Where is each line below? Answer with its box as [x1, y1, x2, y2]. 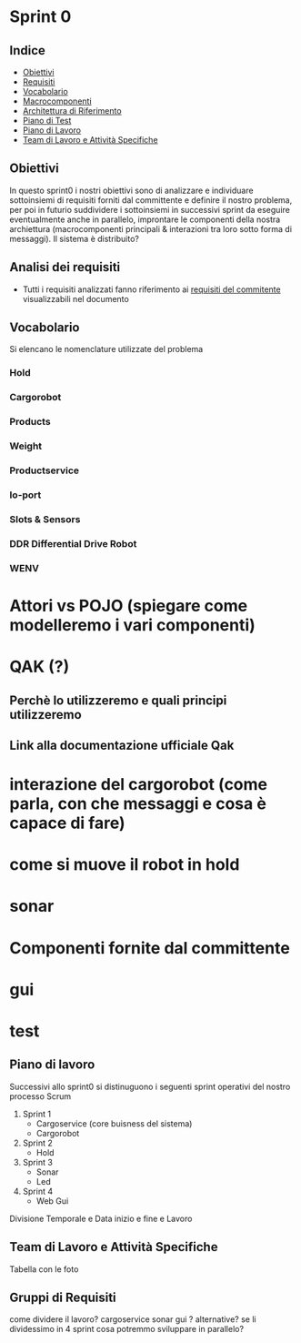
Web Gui [35, 1195, 69, 1207]
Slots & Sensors [9, 512, 81, 525]
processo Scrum [9, 1090, 72, 1102]
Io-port [9, 489, 42, 501]
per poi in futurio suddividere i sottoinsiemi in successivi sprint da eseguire [9, 204, 291, 215]
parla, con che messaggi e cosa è [9, 793, 266, 814]
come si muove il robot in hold [9, 854, 240, 875]
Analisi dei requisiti [9, 259, 121, 275]
